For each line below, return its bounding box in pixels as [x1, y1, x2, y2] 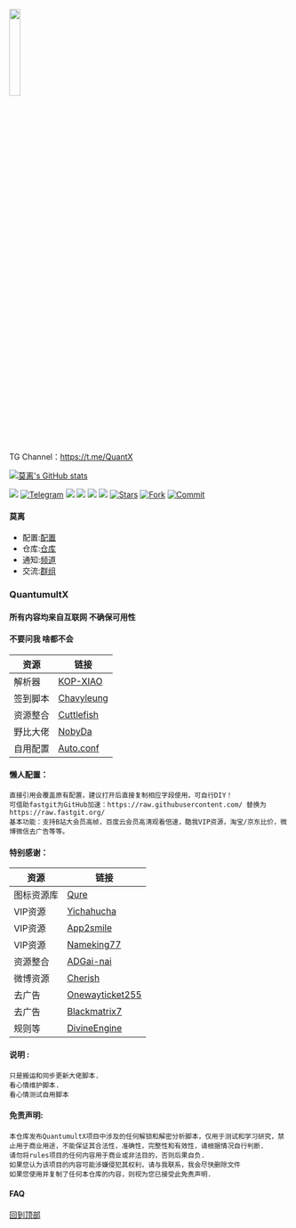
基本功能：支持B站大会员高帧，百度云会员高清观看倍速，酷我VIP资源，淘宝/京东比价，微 [9, 817, 287, 827]
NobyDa [58, 725, 92, 737]
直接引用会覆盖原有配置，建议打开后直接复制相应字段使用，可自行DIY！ [9, 791, 233, 801]
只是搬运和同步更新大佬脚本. [9, 1071, 100, 1080]
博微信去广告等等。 [9, 827, 69, 836]
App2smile [67, 922, 113, 934]
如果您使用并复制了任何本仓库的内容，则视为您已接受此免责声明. [9, 1169, 212, 1179]
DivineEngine [67, 1022, 123, 1035]
